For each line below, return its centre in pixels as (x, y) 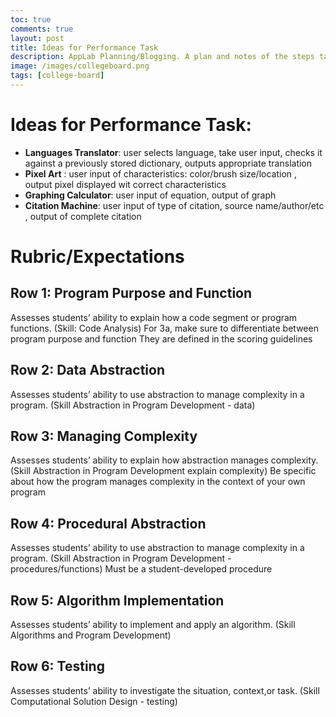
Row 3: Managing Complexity (104, 436)
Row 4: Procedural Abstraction (108, 523)
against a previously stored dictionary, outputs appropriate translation (168, 163)
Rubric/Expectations (97, 257)
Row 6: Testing (57, 666)
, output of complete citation (83, 216)
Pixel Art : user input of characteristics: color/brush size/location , (161, 173)
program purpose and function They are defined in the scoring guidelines (161, 338)
